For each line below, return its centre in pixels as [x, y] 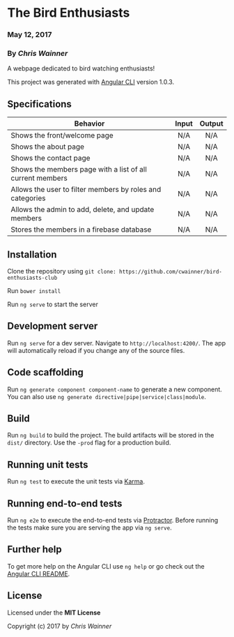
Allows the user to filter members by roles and [86, 190]
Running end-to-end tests [65, 503]
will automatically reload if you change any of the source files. [96, 350]
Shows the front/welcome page [62, 135]
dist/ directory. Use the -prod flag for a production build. [89, 443]
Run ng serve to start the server [53, 304]
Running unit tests [48, 464]
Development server [53, 326]
